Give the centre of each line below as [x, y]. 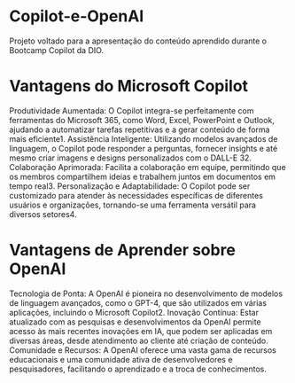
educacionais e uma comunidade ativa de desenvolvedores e [121, 359]
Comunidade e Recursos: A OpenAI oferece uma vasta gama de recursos [143, 350]
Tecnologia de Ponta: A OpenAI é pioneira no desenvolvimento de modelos [146, 293]
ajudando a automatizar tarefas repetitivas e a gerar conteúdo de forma [140, 129]
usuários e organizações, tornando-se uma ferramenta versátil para [133, 205]
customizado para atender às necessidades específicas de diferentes [136, 195]
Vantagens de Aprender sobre [123, 250]
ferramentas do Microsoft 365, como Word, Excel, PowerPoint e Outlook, [142, 120]
